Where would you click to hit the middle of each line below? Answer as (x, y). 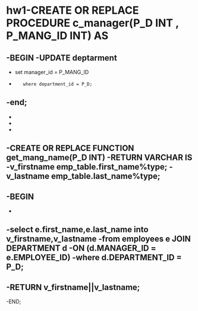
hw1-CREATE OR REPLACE (73, 10)
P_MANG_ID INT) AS (57, 36)
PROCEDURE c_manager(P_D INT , (92, 23)
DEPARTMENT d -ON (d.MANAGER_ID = (81, 248)
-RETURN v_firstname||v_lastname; (73, 287)
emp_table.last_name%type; (106, 176)
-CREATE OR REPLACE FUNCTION (70, 148)
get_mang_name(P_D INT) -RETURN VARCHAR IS (99, 158)
